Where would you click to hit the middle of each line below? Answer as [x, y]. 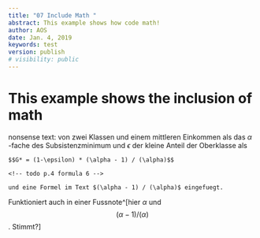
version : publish [37, 52]
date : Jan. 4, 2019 [40, 37]
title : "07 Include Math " [52, 15]
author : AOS [28, 30]
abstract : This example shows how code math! [84, 23]
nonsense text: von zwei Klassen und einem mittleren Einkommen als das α [130, 137]
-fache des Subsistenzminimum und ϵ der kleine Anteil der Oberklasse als [128, 145]
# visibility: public [44, 60]
